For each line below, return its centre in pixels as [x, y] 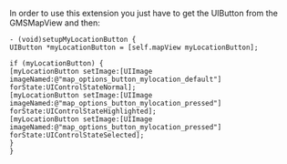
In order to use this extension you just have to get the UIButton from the [143, 13]
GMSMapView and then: [55, 23]
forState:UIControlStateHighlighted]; [83, 111]
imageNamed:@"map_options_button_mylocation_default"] [116, 79]
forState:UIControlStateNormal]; [73, 87]
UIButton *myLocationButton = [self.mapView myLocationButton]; [134, 47]
